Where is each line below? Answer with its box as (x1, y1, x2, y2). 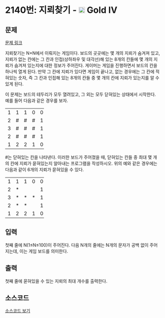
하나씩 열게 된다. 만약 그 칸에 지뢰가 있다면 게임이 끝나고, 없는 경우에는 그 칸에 (5, 69, 155, 74)
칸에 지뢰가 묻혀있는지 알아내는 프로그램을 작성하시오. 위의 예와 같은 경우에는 (10, 161, 158, 166)
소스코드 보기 (5, 308, 31, 314)
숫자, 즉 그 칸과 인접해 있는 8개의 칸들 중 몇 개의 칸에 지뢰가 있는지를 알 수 (18, 75, 160, 80)
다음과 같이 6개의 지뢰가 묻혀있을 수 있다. (5, 167, 84, 173)
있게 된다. (5, 81, 24, 87)
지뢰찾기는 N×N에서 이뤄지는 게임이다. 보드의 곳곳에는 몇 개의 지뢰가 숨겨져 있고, (5, 50, 160, 56)
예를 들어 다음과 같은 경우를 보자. (5, 98, 68, 104)
